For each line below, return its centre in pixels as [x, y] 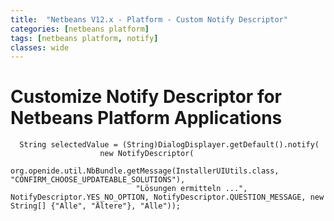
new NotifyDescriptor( [147, 154]
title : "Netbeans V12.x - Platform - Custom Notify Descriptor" [149, 19]
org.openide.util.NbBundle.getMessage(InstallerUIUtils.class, [145, 171]
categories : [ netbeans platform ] [80, 29]
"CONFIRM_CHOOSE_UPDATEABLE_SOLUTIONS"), [98, 180]
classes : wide [40, 47]
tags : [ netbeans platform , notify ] [84, 38]
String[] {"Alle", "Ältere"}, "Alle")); [96, 206]
